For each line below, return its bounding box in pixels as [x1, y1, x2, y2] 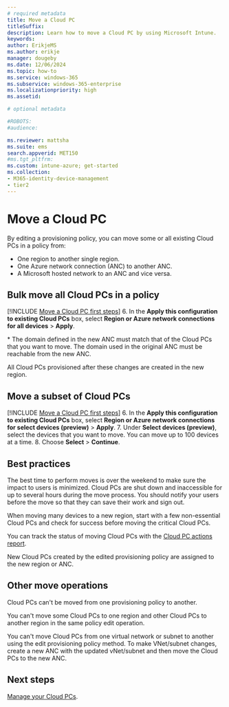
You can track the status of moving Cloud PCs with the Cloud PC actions [7, 532, 213, 540]
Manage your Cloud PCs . [7, 692, 78, 700]
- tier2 [7, 182, 30, 188]
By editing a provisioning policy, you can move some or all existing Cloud [7, 234, 214, 242]
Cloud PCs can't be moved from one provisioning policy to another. [7, 598, 197, 606]
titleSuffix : [7, 23, 45, 30]
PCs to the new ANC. [7, 654, 67, 662]
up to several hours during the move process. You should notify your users [7, 491, 219, 499]
